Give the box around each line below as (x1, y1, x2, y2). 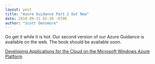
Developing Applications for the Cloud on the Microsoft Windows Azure (5, 48, 150, 54)
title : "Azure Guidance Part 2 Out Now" (5, 12, 90, 16)
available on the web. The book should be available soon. (5, 39, 122, 45)
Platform (5, 54, 23, 60)
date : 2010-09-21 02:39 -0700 (5, 16, 67, 21)
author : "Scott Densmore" (5, 20, 58, 26)
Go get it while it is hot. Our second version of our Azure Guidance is (5, 34, 144, 40)
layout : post (5, 7, 32, 12)
